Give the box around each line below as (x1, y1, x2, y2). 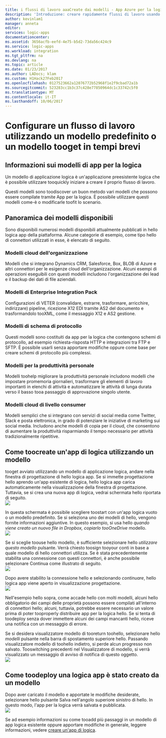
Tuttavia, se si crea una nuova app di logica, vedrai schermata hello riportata (5, 490, 161, 496)
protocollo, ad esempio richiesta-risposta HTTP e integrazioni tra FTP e (5, 339, 151, 345)
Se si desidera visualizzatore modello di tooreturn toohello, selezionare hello (5, 630, 161, 637)
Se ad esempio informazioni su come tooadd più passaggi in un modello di (5, 717, 157, 723)
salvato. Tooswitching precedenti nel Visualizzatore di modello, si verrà (5, 646, 150, 652)
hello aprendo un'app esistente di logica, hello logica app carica (5, 479, 135, 485)
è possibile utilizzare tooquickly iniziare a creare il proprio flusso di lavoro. (5, 179, 156, 185)
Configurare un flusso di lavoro (5, 120, 135, 131)
